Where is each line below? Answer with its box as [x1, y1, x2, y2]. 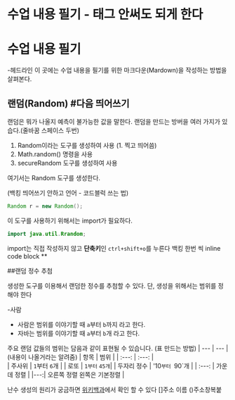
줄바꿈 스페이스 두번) [22, 126, 79, 135]
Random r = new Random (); [7, 202, 83, 210]
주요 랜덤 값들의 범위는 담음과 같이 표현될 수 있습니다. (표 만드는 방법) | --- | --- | [7, 344, 229, 352]
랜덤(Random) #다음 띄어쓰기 [7, 97, 130, 109]
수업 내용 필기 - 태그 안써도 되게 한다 [7, 6, 203, 23]
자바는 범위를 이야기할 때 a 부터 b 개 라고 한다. [17, 329, 140, 337]
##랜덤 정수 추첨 [7, 266, 53, 275]
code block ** [7, 251, 48, 261]
